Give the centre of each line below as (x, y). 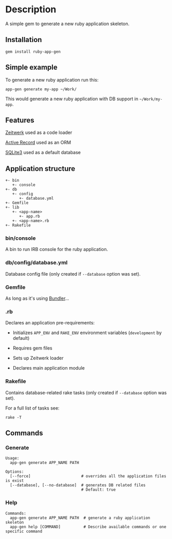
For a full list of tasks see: (33, 408)
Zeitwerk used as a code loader (39, 132)
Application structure (40, 169)
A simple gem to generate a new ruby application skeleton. (68, 24)
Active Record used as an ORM (38, 143)
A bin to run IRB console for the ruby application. (57, 249)
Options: (15, 472)
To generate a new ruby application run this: (52, 80)
